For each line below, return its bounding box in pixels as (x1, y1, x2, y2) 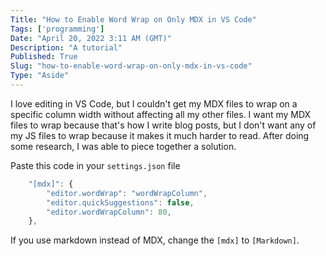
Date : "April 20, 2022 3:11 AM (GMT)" (10, 33, 172, 43)
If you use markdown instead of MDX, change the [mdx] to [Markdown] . (10, 234, 300, 246)
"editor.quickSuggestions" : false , (46, 197, 195, 208)
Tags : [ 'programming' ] (10, 24, 105, 34)
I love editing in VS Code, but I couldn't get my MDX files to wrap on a (10, 97, 298, 110)
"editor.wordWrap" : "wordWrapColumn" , (46, 188, 208, 198)
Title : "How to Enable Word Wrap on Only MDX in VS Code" (10, 14, 257, 25)
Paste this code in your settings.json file (10, 159, 181, 171)
